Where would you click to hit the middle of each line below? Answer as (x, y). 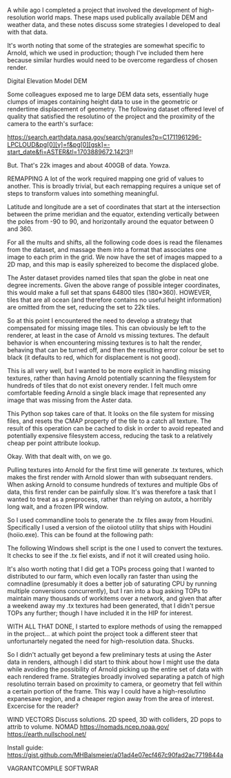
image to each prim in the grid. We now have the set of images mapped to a (115, 257)
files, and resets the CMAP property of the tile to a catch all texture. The (109, 421)
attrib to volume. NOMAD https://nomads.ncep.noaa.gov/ (88, 727)
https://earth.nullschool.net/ (47, 734)
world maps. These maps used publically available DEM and (122, 17)
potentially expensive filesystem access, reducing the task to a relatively (110, 436)
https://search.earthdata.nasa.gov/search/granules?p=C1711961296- (104, 137)
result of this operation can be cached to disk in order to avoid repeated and (115, 428)
